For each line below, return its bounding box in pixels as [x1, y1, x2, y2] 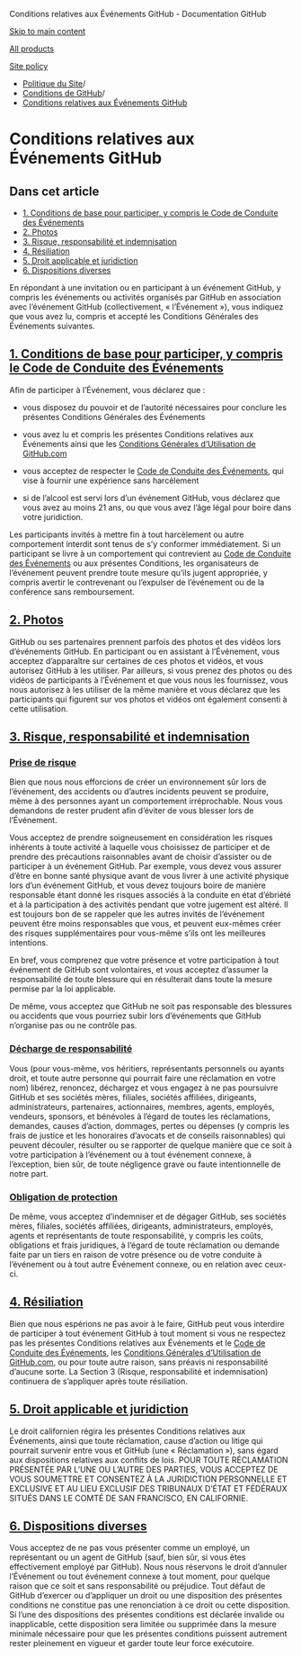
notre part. [9, 1168, 49, 1178]
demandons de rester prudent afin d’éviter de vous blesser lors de [9, 805, 254, 816]
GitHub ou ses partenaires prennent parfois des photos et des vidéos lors [9, 636, 281, 647]
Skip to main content [9, 26, 86, 36]
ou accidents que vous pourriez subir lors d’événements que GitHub [9, 1010, 262, 1021]
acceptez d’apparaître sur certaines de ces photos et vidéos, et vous [9, 655, 263, 666]
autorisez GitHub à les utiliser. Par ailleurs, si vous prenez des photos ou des [9, 665, 293, 676]
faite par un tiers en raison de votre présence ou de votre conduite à [9, 1249, 262, 1259]
